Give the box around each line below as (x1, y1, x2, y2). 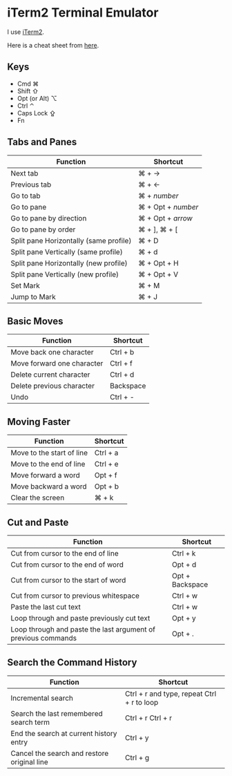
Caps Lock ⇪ (17, 108, 57, 117)
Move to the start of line (10, 448, 88, 457)
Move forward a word (10, 471, 81, 480)
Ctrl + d (110, 370, 135, 379)
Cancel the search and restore (10, 748, 109, 758)
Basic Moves (7, 315, 64, 327)
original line (10, 757, 48, 766)
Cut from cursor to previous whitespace (10, 591, 140, 600)
